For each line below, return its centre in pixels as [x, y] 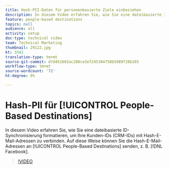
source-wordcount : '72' [30, 71]
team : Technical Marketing [34, 43]
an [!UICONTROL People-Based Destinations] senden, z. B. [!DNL [94, 146]
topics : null [19, 24]
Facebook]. [17, 151]
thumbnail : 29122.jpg [28, 48]
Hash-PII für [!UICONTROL [62, 105]
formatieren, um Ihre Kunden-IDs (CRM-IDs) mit [93, 135]
